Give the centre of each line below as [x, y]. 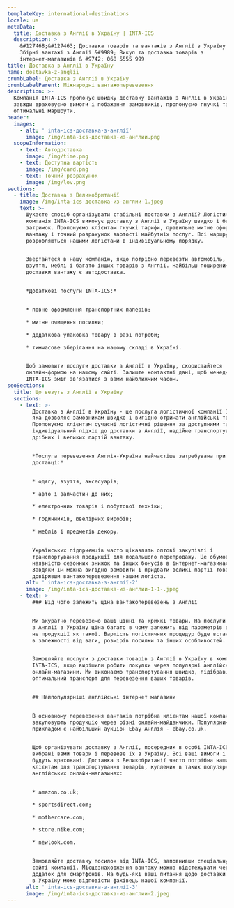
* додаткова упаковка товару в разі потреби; [93, 335]
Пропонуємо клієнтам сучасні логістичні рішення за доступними [126, 425]
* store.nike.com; [59, 830]
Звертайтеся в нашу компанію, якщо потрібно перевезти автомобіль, [126, 259]
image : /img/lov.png [55, 182]
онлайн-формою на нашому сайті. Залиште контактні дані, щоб [116, 373]
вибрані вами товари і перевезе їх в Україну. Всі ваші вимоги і [129, 754]
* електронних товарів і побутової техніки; [98, 506]
